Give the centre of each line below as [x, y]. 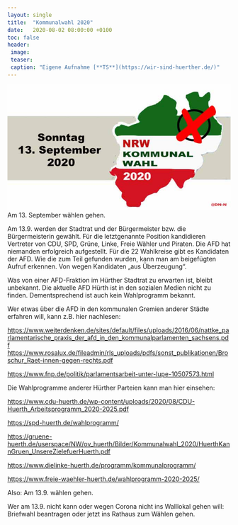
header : [19, 45]
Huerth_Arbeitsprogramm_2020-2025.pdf [68, 409]
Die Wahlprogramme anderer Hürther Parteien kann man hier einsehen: [111, 388]
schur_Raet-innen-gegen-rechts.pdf [60, 361]
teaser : [22, 60]
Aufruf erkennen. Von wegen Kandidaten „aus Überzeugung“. [97, 266]
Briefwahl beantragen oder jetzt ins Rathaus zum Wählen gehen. [101, 514]
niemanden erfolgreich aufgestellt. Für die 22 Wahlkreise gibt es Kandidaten [118, 252]
